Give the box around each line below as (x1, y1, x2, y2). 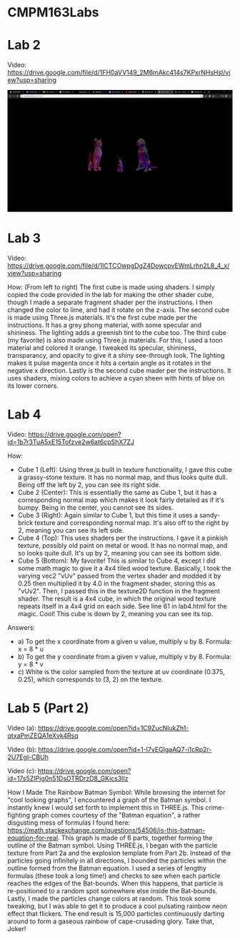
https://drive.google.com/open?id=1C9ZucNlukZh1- (38, 723, 189, 732)
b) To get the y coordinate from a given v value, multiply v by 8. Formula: (17, 652, 232, 661)
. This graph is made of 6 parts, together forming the (57, 833, 213, 842)
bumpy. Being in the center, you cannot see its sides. (17, 503, 174, 511)
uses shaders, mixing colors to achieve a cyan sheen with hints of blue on (7, 373, 225, 382)
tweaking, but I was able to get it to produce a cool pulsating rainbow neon (7, 901, 227, 910)
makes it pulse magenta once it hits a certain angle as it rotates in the (7, 358, 211, 367)
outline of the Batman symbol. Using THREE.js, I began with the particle (7, 840, 218, 850)
